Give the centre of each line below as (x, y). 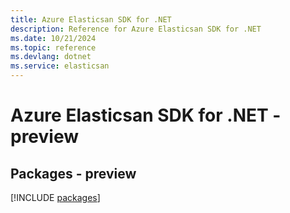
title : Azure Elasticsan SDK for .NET (91, 19)
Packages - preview (73, 173)
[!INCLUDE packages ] (55, 197)
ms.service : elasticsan (60, 66)
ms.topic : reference (53, 47)
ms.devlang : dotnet (51, 57)
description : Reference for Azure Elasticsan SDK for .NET (136, 29)
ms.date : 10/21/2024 (53, 38)
